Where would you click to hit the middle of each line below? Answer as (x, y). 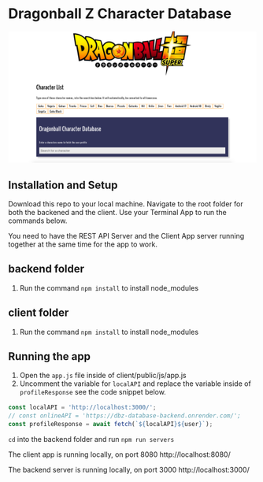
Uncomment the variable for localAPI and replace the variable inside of (135, 384)
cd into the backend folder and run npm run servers (91, 439)
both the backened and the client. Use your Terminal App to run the (117, 212)
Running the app (49, 356)
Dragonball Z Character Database (120, 14)
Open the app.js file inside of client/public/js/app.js (103, 376)
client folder (39, 313)
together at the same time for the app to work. (83, 244)
